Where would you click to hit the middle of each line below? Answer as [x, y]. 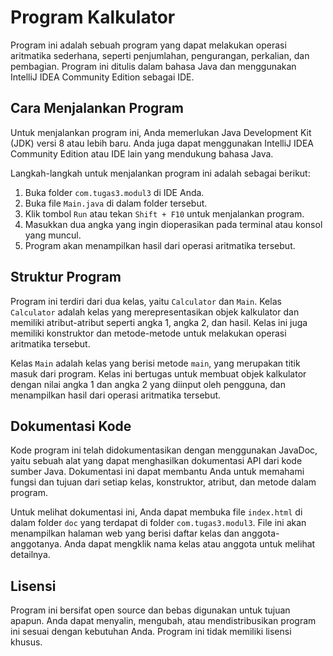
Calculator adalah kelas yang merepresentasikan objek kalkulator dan [155, 312]
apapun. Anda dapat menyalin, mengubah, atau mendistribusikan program [163, 621]
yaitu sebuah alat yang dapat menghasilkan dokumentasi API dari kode [156, 461]
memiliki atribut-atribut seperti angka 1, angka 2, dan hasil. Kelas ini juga [159, 322]
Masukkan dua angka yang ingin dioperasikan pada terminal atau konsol [173, 224]
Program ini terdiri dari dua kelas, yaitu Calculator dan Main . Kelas [146, 301]
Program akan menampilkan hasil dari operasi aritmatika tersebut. [160, 245]
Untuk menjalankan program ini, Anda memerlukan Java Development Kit [161, 132]
